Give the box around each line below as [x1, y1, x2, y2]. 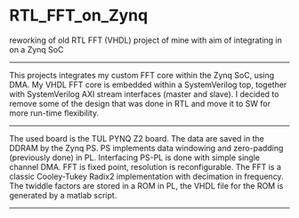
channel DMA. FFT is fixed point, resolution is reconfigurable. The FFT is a [9, 161, 282, 172]
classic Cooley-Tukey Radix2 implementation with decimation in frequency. [9, 171, 284, 182]
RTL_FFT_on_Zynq [9, 5, 149, 26]
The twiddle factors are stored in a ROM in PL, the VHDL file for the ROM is [9, 180, 284, 191]
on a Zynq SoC [9, 44, 64, 54]
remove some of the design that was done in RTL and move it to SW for [9, 98, 271, 109]
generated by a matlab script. [9, 190, 117, 200]
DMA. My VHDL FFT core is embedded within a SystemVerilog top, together [9, 79, 287, 90]
